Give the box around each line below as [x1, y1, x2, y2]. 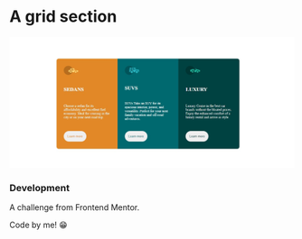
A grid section [9, 6, 118, 27]
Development [9, 181, 71, 194]
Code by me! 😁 [9, 219, 68, 231]
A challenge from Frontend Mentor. [9, 202, 140, 213]
